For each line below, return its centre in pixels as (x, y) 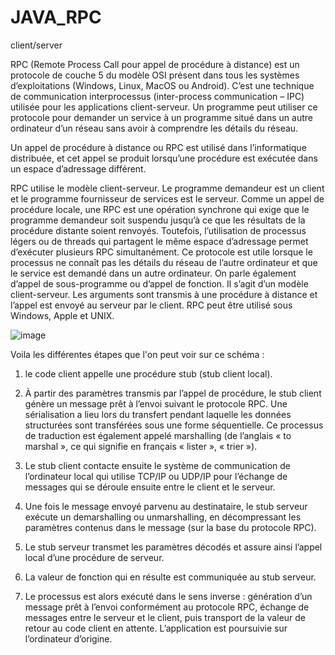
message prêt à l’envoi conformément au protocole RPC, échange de (167, 607)
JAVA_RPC (56, 17)
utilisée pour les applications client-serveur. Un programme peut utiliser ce (164, 107)
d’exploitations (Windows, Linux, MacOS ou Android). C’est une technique (162, 85)
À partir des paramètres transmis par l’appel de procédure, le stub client (173, 393)
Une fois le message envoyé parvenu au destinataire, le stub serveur (166, 506)
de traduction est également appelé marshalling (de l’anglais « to (158, 435)
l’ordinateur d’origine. (68, 638)
